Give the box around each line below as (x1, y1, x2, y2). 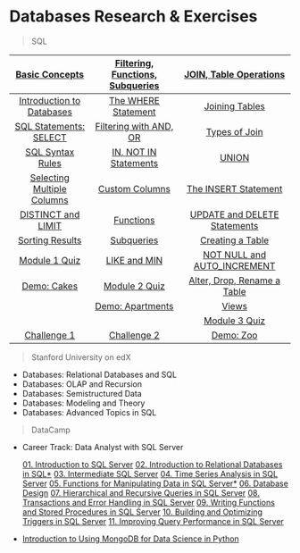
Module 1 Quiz (19, 254, 81, 266)
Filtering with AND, (95, 120, 174, 132)
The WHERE (108, 94, 161, 106)
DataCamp (30, 424, 71, 435)
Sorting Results (17, 234, 82, 247)
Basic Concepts (15, 68, 85, 80)
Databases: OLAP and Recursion (21, 378, 143, 390)
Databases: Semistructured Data (21, 388, 143, 398)
